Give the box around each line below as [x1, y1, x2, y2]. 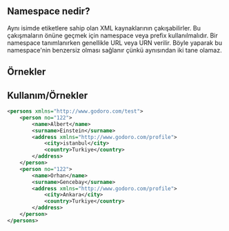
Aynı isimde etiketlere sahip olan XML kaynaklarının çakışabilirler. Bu [7, 24, 201, 32]
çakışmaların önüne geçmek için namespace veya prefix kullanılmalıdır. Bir [7, 31, 219, 39]
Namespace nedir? [7, 6, 90, 17]
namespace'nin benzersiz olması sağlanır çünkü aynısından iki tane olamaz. [7, 46, 222, 54]
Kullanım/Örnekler [7, 89, 88, 101]
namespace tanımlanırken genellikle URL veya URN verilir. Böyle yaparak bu [7, 38, 223, 47]
